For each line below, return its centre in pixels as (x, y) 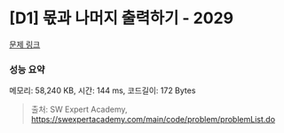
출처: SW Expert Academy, (79, 110)
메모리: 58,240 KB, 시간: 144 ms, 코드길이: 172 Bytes (103, 90)
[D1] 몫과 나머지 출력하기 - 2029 (121, 18)
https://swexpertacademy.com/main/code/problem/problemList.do (153, 120)
